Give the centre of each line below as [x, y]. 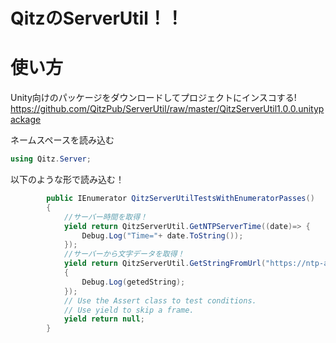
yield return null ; [104, 319]
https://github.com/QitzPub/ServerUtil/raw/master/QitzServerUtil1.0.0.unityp [167, 109]
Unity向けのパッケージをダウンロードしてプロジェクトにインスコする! [153, 98]
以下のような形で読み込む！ [67, 179]
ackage [26, 120]
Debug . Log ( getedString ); [133, 282]
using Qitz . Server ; [51, 159]
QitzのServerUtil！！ [97, 18]
